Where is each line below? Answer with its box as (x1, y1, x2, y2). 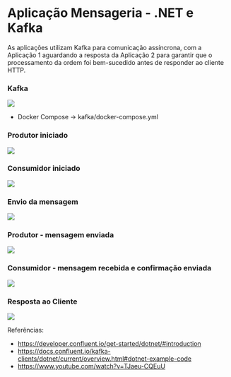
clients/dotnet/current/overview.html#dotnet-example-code (17, 354, 192, 363)
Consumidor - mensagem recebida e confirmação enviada (7, 263, 212, 273)
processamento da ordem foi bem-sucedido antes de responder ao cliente (7, 58, 225, 66)
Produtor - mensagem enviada (7, 230, 114, 240)
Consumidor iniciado (7, 164, 81, 174)
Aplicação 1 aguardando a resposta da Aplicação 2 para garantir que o (7, 51, 213, 59)
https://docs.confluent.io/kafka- (17, 347, 111, 356)
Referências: (7, 326, 45, 335)
